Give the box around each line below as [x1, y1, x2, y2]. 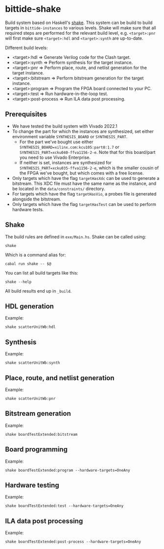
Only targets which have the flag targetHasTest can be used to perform [12, 201, 157, 207]
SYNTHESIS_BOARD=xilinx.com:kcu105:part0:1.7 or [19, 144, 120, 150]
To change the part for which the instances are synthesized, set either [12, 128, 154, 134]
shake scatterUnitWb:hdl [5, 324, 56, 329]
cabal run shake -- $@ [5, 261, 51, 266]
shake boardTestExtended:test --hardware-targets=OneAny [5, 503, 124, 508]
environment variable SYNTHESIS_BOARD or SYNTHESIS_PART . [12, 133, 128, 139]
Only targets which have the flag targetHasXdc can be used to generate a [12, 175, 160, 181]
